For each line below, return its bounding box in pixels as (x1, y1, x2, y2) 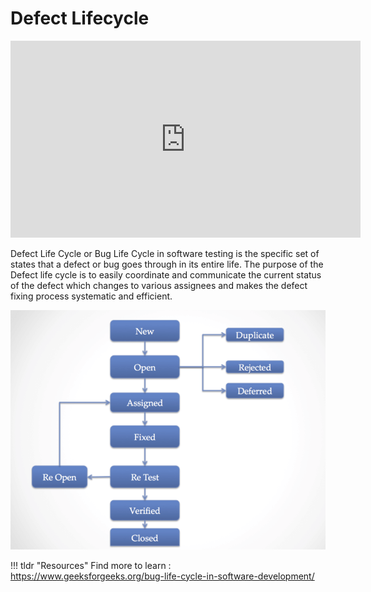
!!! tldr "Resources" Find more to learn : (10, 559, 172, 571)
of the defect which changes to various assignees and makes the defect (10, 279, 308, 291)
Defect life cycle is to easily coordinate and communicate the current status (10, 268, 322, 281)
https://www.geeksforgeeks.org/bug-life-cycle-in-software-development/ (10, 570, 315, 582)
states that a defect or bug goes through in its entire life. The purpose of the (10, 258, 324, 270)
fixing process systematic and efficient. (10, 290, 173, 302)
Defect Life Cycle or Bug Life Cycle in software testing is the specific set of (10, 247, 320, 259)
